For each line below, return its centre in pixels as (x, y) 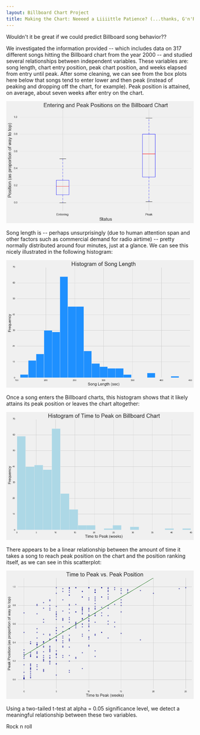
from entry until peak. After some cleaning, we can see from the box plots (97, 73)
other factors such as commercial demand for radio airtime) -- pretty (90, 239)
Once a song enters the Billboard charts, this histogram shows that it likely (97, 397)
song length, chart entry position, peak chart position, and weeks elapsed (96, 67)
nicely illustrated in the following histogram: (60, 251)
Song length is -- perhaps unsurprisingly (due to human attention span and (98, 232)
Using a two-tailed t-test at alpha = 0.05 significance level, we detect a (93, 709)
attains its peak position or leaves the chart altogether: (73, 404)
